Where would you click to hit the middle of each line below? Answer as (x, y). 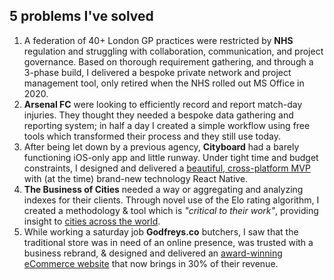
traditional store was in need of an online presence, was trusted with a (168, 242)
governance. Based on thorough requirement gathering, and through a (168, 61)
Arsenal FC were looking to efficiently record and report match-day (163, 104)
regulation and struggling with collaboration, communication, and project (173, 51)
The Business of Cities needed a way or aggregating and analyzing (163, 189)
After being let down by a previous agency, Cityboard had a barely (161, 146)
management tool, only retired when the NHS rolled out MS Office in (164, 83)
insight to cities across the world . (92, 221)
